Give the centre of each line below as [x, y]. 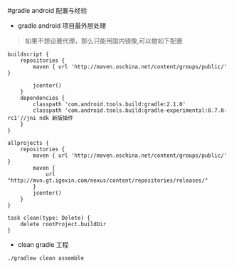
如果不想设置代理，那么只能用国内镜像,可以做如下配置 [103, 41]
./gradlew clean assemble [46, 258]
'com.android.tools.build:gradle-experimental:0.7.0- [146, 111]
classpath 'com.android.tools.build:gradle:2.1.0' [110, 104]
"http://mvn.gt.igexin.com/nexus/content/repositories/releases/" [108, 181]
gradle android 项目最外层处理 [62, 26]
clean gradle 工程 [43, 244]
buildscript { [28, 54]
